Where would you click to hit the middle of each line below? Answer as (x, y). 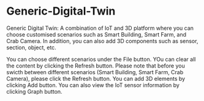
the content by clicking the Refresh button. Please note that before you (96, 66)
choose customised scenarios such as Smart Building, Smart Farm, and (96, 34)
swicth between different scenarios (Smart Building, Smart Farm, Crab (95, 72)
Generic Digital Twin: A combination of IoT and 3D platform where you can (100, 28)
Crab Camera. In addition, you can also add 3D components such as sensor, (102, 41)
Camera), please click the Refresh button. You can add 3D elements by (96, 78)
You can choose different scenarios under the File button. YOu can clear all (101, 59)
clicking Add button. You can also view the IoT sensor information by (93, 85)
